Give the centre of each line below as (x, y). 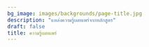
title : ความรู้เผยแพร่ (32, 33)
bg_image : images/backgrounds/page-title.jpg (74, 13)
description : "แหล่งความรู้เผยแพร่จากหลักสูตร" (62, 20)
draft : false (26, 26)
